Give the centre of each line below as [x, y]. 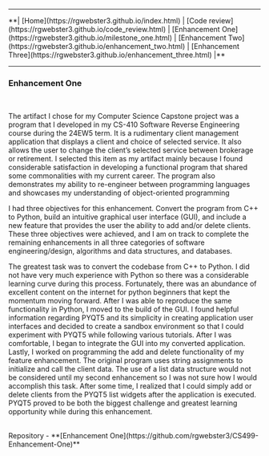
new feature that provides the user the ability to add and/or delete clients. [129, 226]
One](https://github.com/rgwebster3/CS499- [184, 436]
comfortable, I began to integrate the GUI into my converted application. [127, 344]
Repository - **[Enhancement [58, 436]
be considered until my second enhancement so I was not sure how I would [133, 377]
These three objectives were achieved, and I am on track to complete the [129, 234]
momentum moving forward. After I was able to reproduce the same [120, 301]
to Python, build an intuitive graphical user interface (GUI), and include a [127, 217]
